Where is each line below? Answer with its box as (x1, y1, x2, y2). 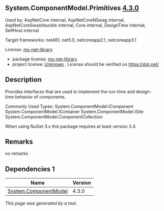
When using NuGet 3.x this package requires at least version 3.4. (5, 123, 137, 129)
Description (5, 76, 42, 84)
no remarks (5, 151, 28, 156)
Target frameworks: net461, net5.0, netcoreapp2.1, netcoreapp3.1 (5, 37, 137, 43)
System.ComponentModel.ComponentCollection (5, 114, 103, 120)
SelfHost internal (5, 27, 39, 33)
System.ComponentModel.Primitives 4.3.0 (5, 4, 139, 12)
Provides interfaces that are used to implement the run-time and (5, 89, 135, 94)
